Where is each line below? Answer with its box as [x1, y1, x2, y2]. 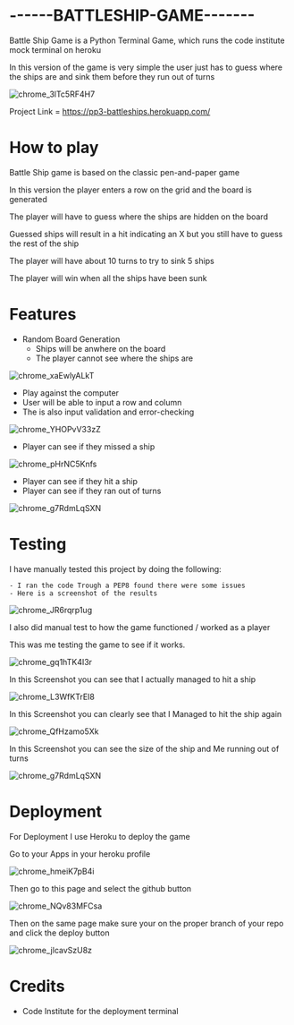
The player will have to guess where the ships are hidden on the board [9, 211, 268, 222]
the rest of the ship [9, 238, 80, 249]
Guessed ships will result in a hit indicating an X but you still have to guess [9, 228, 283, 239]
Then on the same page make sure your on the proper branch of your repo [9, 918, 284, 928]
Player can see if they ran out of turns [21, 485, 162, 496]
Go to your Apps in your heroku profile [9, 848, 151, 859]
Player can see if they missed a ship [21, 440, 155, 452]
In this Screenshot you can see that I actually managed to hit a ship [9, 673, 256, 685]
